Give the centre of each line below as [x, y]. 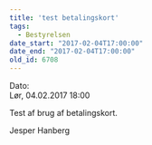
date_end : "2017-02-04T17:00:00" [72, 52]
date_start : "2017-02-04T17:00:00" [76, 43]
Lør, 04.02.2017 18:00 [50, 95]
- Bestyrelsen [44, 34]
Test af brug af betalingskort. [63, 113]
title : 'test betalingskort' [64, 18]
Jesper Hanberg [40, 130]
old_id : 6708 [34, 60]
